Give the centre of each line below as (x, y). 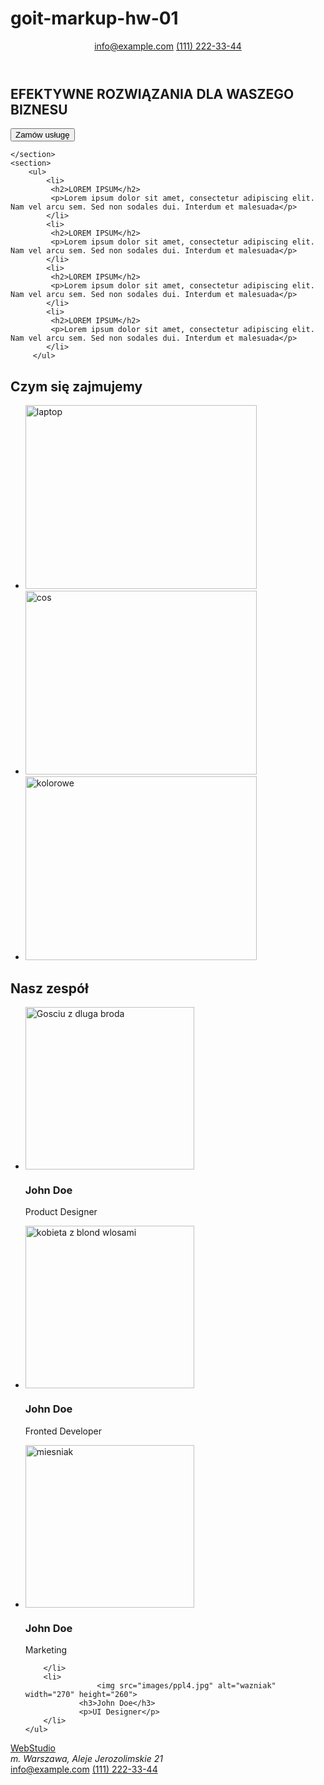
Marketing (46, 1649)
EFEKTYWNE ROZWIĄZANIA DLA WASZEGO (152, 93)
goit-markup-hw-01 (94, 18)
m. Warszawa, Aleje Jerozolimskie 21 (86, 1758)
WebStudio (33, 1748)
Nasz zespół (49, 988)
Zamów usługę (42, 135)
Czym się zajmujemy (76, 386)
